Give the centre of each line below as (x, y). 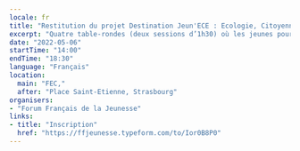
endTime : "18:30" (42, 59)
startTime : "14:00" (46, 51)
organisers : (31, 100)
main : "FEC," (42, 83)
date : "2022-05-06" (46, 42)
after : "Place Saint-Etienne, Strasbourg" (97, 91)
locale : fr (29, 17)
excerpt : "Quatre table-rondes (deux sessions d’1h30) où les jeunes (142, 34)
